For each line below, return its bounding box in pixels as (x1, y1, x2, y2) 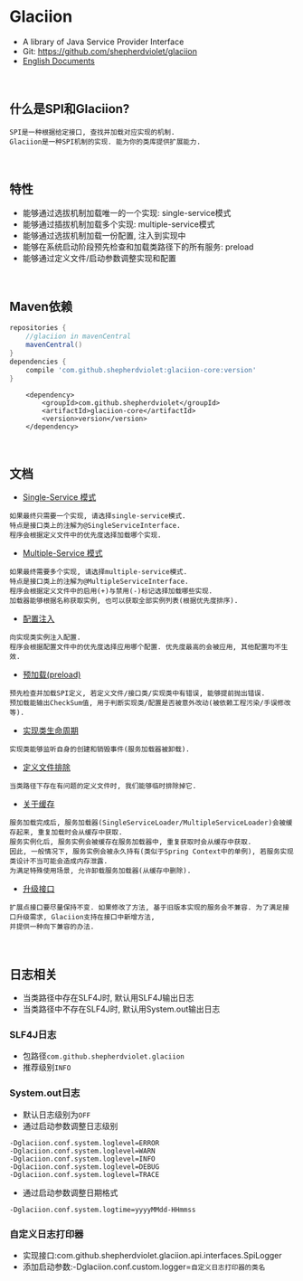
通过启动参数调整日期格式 (22, 1187, 118, 1198)
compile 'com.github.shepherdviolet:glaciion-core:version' (25, 365, 257, 374)
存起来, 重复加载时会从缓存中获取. (9, 828, 123, 837)
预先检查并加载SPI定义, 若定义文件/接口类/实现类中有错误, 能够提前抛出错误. (9, 689, 266, 698)
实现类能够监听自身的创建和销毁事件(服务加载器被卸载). (9, 745, 190, 754)
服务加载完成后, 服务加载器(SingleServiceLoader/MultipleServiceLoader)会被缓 (9, 818, 293, 828)
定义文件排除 (22, 762, 71, 773)
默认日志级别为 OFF (22, 1109, 91, 1120)
